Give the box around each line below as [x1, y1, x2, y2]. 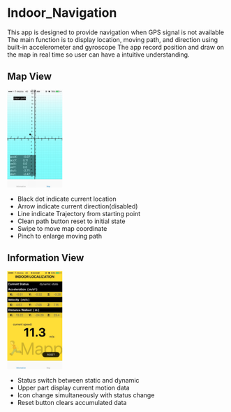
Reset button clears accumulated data [17, 398, 127, 406]
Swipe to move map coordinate [17, 224, 107, 232]
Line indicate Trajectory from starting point [17, 209, 141, 218]
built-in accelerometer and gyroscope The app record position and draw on [7, 43, 225, 51]
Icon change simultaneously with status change [17, 390, 155, 399]
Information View [7, 252, 84, 264]
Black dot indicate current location [17, 194, 117, 203]
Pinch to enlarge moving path [17, 232, 103, 240]
